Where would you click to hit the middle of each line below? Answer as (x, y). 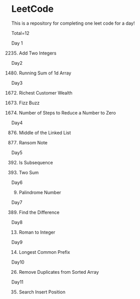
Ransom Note (33, 142)
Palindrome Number (40, 192)
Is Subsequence (36, 162)
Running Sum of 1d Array (45, 73)
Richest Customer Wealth (45, 92)
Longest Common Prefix (44, 252)
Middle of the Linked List (45, 133)
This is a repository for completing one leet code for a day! (73, 23)
